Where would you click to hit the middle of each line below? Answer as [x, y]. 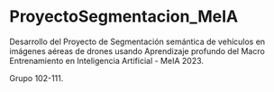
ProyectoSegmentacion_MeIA [124, 17]
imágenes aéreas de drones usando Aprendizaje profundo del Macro [137, 51]
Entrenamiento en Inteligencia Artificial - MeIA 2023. [107, 60]
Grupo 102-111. [37, 78]
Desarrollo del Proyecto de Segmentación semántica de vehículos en [137, 41]
